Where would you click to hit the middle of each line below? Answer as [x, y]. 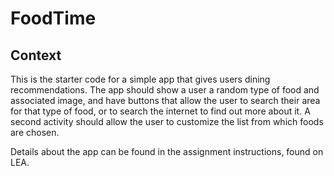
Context [36, 55]
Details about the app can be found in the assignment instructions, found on [167, 151]
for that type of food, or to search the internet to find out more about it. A [160, 111]
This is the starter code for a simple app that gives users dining [140, 79]
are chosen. [35, 132]
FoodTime [53, 18]
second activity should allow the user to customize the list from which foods [167, 121]
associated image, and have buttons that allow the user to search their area [165, 100]
